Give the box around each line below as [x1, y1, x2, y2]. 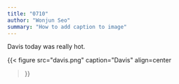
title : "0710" [7, 10, 49, 17]
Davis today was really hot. [7, 43, 86, 51]
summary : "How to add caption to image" [7, 23, 128, 30]
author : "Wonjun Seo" [7, 17, 71, 24]
